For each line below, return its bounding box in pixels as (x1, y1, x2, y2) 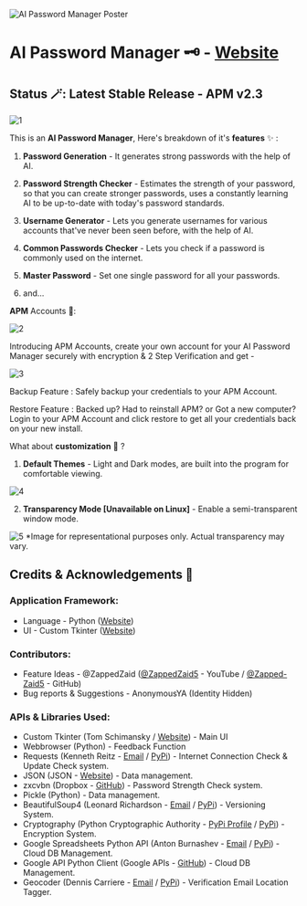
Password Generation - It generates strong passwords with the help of (22, 151, 291, 162)
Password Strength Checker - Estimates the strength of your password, (22, 178, 296, 189)
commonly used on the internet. (22, 252, 143, 263)
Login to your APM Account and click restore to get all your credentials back (9, 414, 297, 424)
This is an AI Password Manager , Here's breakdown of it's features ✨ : (9, 132, 279, 143)
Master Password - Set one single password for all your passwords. (22, 270, 281, 280)
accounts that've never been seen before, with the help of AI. (22, 225, 254, 236)
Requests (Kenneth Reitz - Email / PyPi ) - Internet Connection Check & (22, 751, 288, 762)
